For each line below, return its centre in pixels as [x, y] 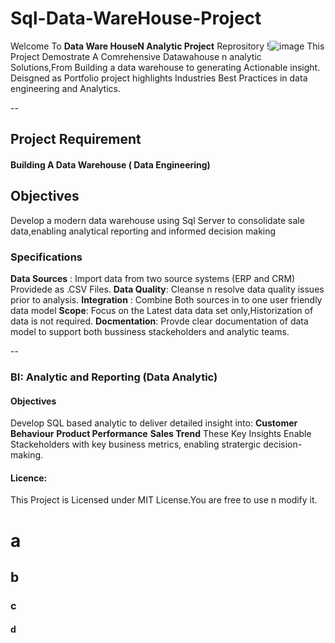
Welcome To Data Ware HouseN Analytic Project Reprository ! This [167, 46]
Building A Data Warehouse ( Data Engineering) [110, 164]
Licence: [29, 478]
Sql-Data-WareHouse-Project [136, 18]
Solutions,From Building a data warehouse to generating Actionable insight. [165, 67]
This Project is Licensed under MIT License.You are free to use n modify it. [164, 500]
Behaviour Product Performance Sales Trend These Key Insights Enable [161, 434]
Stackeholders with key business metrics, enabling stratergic [136, 444]
